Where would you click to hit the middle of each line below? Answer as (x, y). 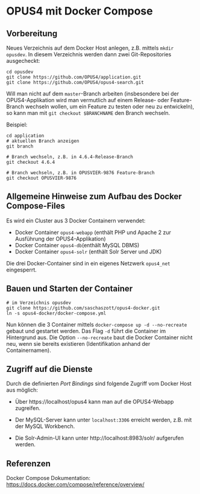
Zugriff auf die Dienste (49, 369)
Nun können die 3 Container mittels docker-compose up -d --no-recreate (97, 324)
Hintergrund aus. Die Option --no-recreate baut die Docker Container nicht (99, 337)
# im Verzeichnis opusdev (39, 303)
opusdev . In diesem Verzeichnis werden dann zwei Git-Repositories (89, 54)
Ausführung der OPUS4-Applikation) (61, 239)
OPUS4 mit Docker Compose (80, 11)
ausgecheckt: (23, 61)
